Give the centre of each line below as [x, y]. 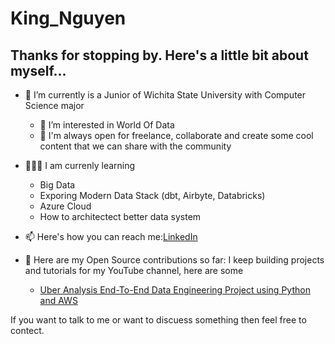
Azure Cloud [65, 206]
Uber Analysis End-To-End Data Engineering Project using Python [175, 290]
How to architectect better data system [120, 216]
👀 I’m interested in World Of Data [107, 125]
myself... [38, 70]
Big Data [57, 185]
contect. [27, 330]
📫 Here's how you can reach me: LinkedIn [111, 236]
